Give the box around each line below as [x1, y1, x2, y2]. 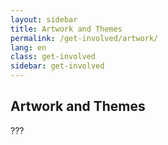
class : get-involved [10, 52, 97, 62]
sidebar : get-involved [10, 61, 105, 71]
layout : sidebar [10, 14, 78, 25]
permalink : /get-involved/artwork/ [10, 33, 159, 43]
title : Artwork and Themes [10, 24, 123, 34]
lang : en [10, 42, 47, 53]
